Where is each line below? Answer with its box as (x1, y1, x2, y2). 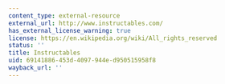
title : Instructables (8, 49, 81, 57)
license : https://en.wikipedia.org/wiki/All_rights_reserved (8, 34, 218, 42)
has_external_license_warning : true (8, 26, 131, 34)
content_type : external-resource (8, 11, 121, 20)
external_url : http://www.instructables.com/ (8, 19, 163, 27)
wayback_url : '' (8, 64, 63, 72)
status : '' (8, 42, 45, 50)
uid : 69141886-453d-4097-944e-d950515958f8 (8, 57, 157, 65)
